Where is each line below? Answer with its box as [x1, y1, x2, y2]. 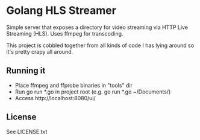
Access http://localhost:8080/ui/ [14, 94, 96, 101]
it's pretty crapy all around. [6, 48, 73, 55]
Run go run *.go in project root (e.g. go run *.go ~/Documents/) [14, 88, 171, 95]
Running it [6, 66, 46, 76]
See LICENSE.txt [6, 128, 48, 135]
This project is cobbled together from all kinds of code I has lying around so [6, 42, 195, 49]
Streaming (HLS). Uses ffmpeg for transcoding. [6, 30, 123, 37]
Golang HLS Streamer [6, 4, 116, 17]
